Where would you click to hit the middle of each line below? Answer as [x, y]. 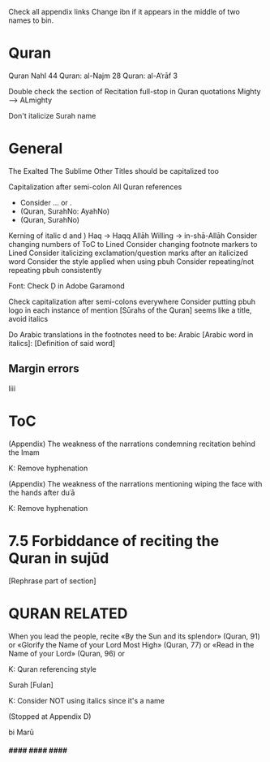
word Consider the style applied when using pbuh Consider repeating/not [131, 261]
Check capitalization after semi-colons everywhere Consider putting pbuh [132, 301]
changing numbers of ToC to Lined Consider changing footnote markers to [133, 244]
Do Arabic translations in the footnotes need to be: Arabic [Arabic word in [131, 334]
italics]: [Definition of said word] [62, 343]
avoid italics [28, 318]
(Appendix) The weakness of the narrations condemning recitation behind [132, 444]
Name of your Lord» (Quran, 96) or [67, 653]
